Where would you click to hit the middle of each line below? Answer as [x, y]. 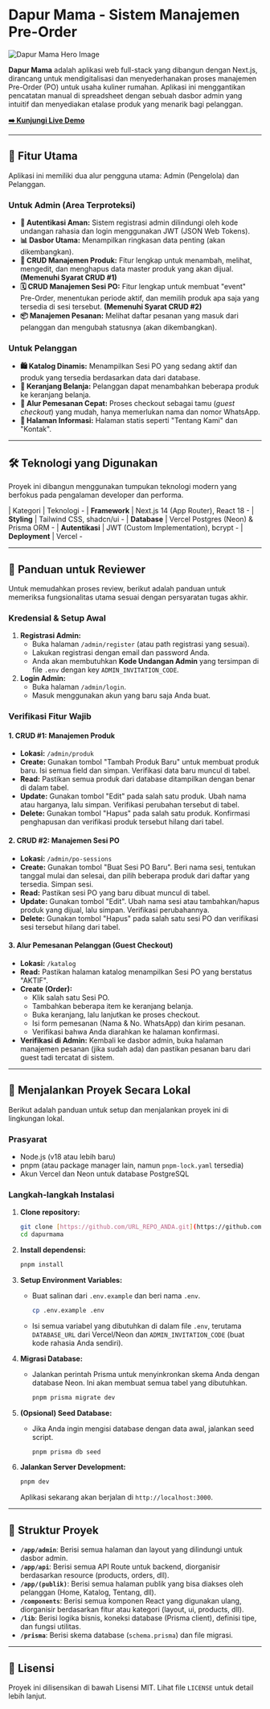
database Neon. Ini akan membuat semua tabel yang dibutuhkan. [139, 1383]
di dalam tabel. [45, 788]
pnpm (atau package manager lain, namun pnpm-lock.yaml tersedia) [132, 1165]
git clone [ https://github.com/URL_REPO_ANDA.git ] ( [108, 1227]
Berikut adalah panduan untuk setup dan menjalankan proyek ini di [119, 1110]
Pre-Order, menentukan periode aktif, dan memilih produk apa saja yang [139, 298]
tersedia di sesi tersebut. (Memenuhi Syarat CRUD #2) [111, 307]
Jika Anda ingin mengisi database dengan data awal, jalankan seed [143, 1429]
